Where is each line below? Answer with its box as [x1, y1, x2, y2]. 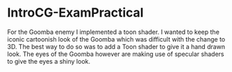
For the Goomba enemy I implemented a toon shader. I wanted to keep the [7, 28, 220, 36]
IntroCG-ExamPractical [7, 5, 144, 21]
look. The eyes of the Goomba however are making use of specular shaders [7, 50, 224, 58]
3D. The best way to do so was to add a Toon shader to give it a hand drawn [7, 42, 226, 51]
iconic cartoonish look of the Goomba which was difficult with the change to [7, 35, 226, 43]
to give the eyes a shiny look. [7, 57, 91, 65]
